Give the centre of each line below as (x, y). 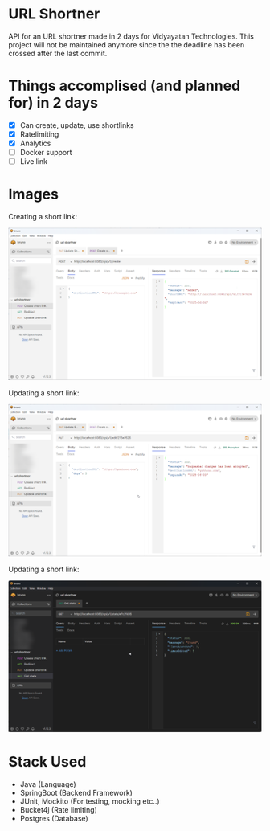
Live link (34, 162)
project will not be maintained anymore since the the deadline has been (127, 44)
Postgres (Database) (54, 819)
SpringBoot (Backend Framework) (76, 793)
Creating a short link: (43, 217)
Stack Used (47, 762)
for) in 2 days (53, 103)
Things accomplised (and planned (125, 86)
